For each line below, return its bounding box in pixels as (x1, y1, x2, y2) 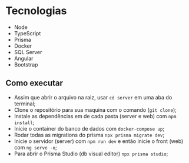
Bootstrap (14, 61, 38, 68)
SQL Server (14, 48, 42, 55)
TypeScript (14, 29, 41, 36)
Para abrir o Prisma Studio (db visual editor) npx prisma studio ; (14, 150, 168, 157)
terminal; (14, 100, 36, 107)
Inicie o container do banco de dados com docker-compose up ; (14, 125, 165, 132)
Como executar (5, 78, 63, 88)
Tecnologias (5, 4, 67, 18)
